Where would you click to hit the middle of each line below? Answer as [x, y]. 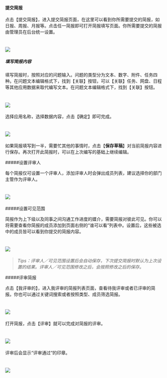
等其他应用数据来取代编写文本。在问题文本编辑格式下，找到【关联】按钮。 [81, 88]
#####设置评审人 [23, 163]
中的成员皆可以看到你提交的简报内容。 [44, 232]
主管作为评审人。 [23, 180]
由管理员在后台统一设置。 [31, 32]
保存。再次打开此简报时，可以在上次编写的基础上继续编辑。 [70, 152]
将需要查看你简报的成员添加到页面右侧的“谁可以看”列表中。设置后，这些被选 [83, 225]
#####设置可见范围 [25, 208]
